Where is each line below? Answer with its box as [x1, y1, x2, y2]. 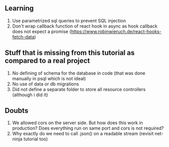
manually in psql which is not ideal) [12, 75, 86, 81]
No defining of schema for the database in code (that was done [12, 70, 146, 76]
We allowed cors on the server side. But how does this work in [12, 120, 143, 126]
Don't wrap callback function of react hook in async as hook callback [12, 23, 158, 29]
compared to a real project [5, 56, 90, 65]
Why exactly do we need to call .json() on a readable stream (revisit [12, 131, 154, 137]
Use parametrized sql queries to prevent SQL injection [12, 17, 126, 23]
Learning [5, 4, 34, 13]
